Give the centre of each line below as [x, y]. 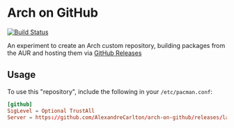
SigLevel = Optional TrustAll [51, 111]
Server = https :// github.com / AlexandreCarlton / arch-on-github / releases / [115, 117]
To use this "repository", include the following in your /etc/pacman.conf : [110, 91]
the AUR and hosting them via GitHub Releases [75, 53]
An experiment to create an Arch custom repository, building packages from [116, 45]
